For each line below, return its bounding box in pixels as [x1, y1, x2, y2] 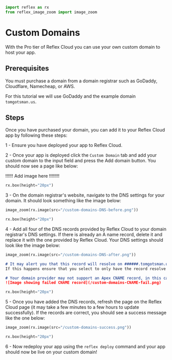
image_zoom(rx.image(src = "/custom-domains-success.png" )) [5, 325, 132, 330]
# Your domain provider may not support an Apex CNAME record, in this [5, 276, 161, 281]
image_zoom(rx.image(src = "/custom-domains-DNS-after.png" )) [5, 252, 137, 257]
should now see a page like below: [5, 163, 78, 169]
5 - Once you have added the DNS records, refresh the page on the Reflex [5, 299, 162, 305]
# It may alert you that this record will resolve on [5, 261, 123, 266]
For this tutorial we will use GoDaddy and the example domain [5, 93, 136, 99]
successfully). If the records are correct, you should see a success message [5, 310, 167, 316]
